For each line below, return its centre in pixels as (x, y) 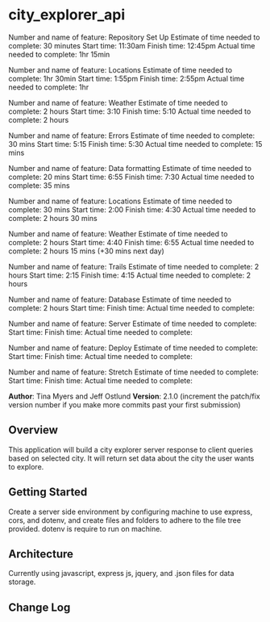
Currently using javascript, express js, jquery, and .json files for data (121, 574)
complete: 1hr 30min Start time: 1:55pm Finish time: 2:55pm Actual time (127, 78)
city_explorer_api (67, 15)
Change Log (39, 607)
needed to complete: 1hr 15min (59, 54)
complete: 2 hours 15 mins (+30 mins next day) (87, 251)
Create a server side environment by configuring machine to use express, (131, 511)
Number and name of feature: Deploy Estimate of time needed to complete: (133, 348)
